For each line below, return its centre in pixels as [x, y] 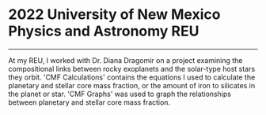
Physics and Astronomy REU [104, 31]
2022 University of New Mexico [114, 15]
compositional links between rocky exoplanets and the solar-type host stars [132, 69]
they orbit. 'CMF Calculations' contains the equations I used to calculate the [132, 77]
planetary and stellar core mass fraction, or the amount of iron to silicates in [132, 85]
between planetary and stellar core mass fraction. [89, 102]
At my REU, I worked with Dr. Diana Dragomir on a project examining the [125, 60]
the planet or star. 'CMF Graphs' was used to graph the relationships [120, 94]
